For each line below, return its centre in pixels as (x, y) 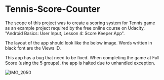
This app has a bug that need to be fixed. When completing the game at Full (82, 57)
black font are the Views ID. (33, 48)
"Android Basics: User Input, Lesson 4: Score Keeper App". (65, 33)
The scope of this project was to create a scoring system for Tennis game (80, 23)
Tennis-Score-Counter (53, 9)
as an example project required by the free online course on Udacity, (75, 28)
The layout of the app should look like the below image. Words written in (79, 42)
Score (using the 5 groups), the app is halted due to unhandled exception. (80, 63)
